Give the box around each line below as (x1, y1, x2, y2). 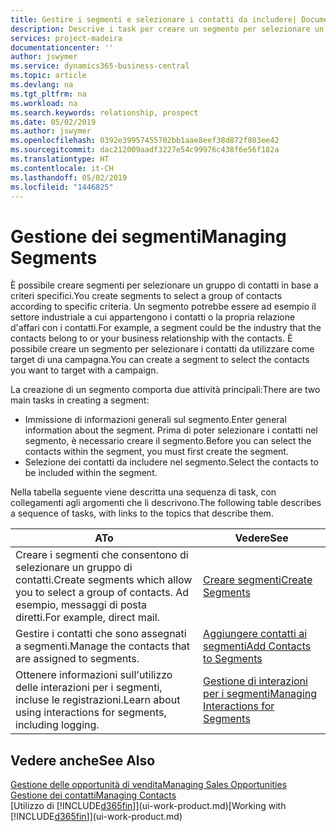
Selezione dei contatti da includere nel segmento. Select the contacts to (24, 456, 319, 468)
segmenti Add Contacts (203, 639, 312, 653)
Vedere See (234, 531, 289, 545)
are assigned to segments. (15, 652, 140, 666)
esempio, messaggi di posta (15, 598, 148, 612)
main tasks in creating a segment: (10, 394, 150, 406)
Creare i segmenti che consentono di (15, 548, 189, 562)
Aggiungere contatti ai (203, 627, 308, 641)
